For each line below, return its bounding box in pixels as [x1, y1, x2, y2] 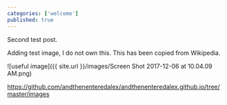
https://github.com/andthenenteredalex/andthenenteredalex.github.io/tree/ [7, 82, 221, 91]
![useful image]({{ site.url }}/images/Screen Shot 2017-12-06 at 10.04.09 [7, 62, 213, 70]
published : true [7, 16, 54, 23]
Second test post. [7, 35, 57, 43]
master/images [7, 90, 50, 98]
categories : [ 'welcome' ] [7, 10, 79, 17]
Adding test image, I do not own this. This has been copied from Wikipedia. [7, 49, 221, 57]
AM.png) [7, 69, 32, 78]
